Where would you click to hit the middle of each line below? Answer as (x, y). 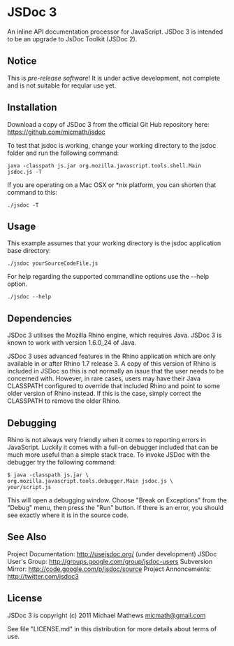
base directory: (29, 251)
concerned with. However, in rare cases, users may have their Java (104, 378)
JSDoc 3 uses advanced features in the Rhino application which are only (112, 356)
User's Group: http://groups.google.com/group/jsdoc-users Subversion (110, 561)
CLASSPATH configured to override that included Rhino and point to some (114, 386)
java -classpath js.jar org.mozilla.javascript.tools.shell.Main (104, 165)
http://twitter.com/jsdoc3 (43, 576)
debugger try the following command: (62, 462)
